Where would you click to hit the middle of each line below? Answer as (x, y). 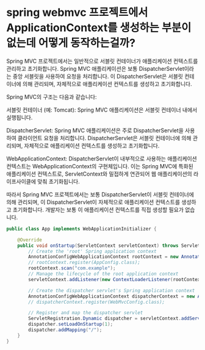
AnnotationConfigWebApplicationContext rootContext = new (103, 257)
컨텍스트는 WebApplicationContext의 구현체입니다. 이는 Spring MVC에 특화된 (100, 166)
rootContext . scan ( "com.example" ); (72, 268)
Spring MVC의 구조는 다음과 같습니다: (52, 97)
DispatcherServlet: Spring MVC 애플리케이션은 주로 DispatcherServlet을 (95, 130)
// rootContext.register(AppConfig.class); (84, 263)
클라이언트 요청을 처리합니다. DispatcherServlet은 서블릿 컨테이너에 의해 (104, 138)
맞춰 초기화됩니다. (59, 181)
